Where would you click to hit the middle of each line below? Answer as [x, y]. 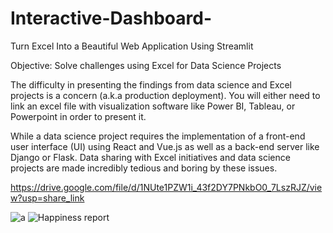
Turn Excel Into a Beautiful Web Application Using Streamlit [132, 46]
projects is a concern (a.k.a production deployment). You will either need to [165, 95]
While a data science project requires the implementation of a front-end [158, 136]
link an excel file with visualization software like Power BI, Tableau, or [153, 106]
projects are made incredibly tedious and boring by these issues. [144, 168]
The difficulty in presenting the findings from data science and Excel [151, 84]
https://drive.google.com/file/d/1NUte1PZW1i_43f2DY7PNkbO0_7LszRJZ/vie [166, 187]
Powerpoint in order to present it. [78, 116]
